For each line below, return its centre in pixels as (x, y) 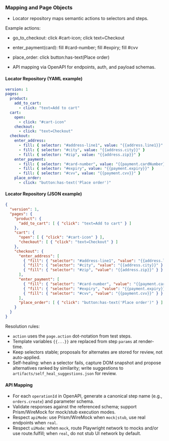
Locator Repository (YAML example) (44, 78)
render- (146, 341)
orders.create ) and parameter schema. (53, 401)
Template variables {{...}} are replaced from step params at (75, 341)
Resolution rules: (23, 326)
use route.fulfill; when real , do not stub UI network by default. (77, 433)
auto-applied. (26, 357)
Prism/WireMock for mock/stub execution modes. (64, 412)
